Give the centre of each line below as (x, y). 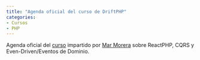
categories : (21, 17)
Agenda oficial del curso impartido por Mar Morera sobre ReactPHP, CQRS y (100, 45)
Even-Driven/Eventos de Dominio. (48, 52)
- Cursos (17, 23)
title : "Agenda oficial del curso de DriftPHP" (67, 12)
